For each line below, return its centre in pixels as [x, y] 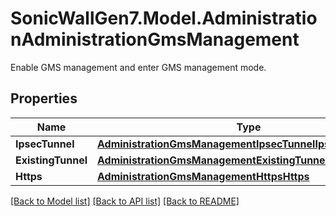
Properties [44, 98]
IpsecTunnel [45, 144]
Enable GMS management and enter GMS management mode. [138, 67]
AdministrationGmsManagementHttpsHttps [203, 176]
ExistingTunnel [51, 160]
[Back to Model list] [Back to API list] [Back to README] [125, 201]
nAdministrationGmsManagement [155, 39]
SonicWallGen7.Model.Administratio [164, 18]
